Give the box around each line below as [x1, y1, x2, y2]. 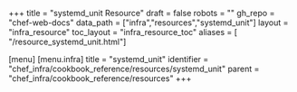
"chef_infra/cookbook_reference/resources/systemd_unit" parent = [8, 63, 260, 74]
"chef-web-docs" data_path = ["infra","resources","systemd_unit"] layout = [8, 17, 289, 28]
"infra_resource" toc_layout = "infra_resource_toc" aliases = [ [8, 27, 237, 37]
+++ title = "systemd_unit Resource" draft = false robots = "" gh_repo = [8, 8, 275, 18]
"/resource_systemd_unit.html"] [8, 36, 127, 47]
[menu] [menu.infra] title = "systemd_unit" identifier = [8, 54, 209, 64]
